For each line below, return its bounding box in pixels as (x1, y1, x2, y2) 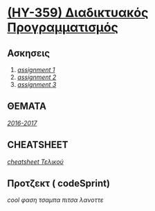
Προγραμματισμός (7, 19, 119, 35)
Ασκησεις (7, 47, 51, 59)
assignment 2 (17, 73, 57, 81)
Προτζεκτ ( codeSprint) (7, 178, 111, 189)
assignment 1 (17, 66, 55, 74)
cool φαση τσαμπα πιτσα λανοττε (7, 196, 104, 204)
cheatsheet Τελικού (7, 158, 64, 166)
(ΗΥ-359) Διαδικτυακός (7, 5, 149, 21)
